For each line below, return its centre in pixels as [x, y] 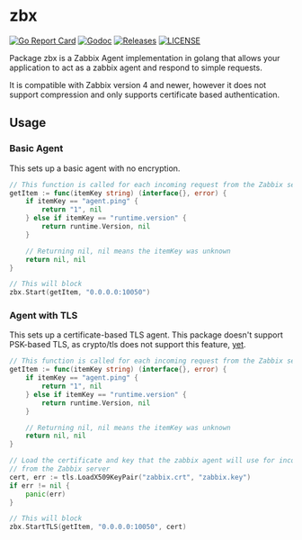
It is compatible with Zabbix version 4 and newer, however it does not [138, 85]
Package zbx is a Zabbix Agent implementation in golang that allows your [145, 58]
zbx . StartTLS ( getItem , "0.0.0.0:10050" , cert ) [98, 527]
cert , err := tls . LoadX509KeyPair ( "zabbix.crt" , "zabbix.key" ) [130, 477]
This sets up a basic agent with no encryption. [95, 168]
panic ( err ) [46, 494]
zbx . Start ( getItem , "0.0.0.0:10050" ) [80, 292]
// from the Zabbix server [60, 469]
